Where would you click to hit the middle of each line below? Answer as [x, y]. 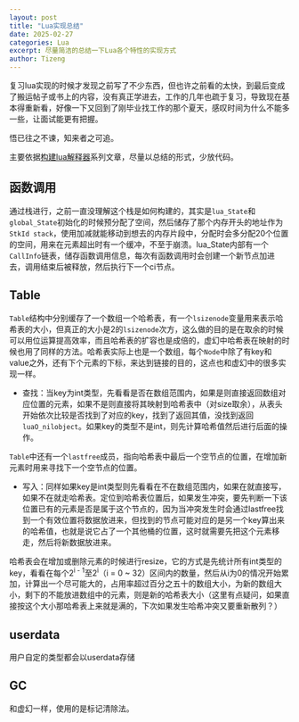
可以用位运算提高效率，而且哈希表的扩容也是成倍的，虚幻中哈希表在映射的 [145, 340]
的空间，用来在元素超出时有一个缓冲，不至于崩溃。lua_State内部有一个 [139, 244]
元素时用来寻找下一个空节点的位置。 [76, 467]
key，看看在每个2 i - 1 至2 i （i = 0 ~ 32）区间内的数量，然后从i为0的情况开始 [145, 572]
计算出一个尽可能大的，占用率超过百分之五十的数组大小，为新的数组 [149, 584]
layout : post [33, 17]
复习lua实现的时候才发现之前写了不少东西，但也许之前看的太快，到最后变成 [147, 85]
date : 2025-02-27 [41, 34]
